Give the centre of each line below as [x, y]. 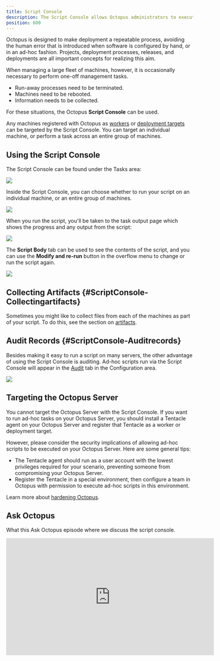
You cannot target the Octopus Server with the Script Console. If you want [97, 412]
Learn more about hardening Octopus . [53, 497]
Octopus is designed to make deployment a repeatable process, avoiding [95, 40]
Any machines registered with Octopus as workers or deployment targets [95, 124]
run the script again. [31, 263]
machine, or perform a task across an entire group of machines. [84, 136]
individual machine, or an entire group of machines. [69, 198]
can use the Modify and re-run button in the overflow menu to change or [95, 256]
